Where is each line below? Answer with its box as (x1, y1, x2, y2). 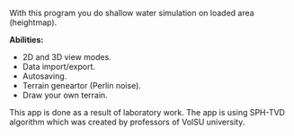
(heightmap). (9, 17, 58, 28)
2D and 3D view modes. (22, 52, 112, 62)
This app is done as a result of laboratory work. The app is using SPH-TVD (9, 107, 286, 117)
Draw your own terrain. (22, 89, 108, 100)
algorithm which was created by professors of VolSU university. (9, 116, 245, 127)
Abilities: (9, 35, 44, 45)
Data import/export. (22, 62, 96, 72)
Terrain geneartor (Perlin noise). (22, 81, 142, 90)
